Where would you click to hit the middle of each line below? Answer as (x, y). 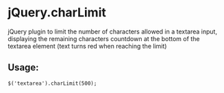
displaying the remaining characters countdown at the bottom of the (104, 38)
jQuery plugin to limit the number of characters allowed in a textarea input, (113, 31)
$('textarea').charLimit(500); (52, 83)
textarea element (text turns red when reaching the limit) (87, 46)
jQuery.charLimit (57, 13)
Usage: (24, 67)
